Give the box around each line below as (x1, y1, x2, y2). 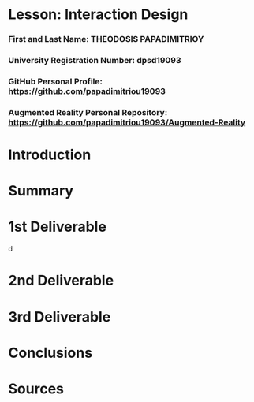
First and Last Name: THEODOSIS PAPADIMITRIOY (8, 34, 204, 45)
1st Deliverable (8, 218, 106, 236)
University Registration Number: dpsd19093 (8, 55, 181, 66)
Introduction (8, 146, 92, 164)
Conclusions (8, 344, 93, 362)
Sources (8, 380, 65, 397)
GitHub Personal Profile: (8, 76, 103, 87)
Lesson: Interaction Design (8, 6, 189, 24)
